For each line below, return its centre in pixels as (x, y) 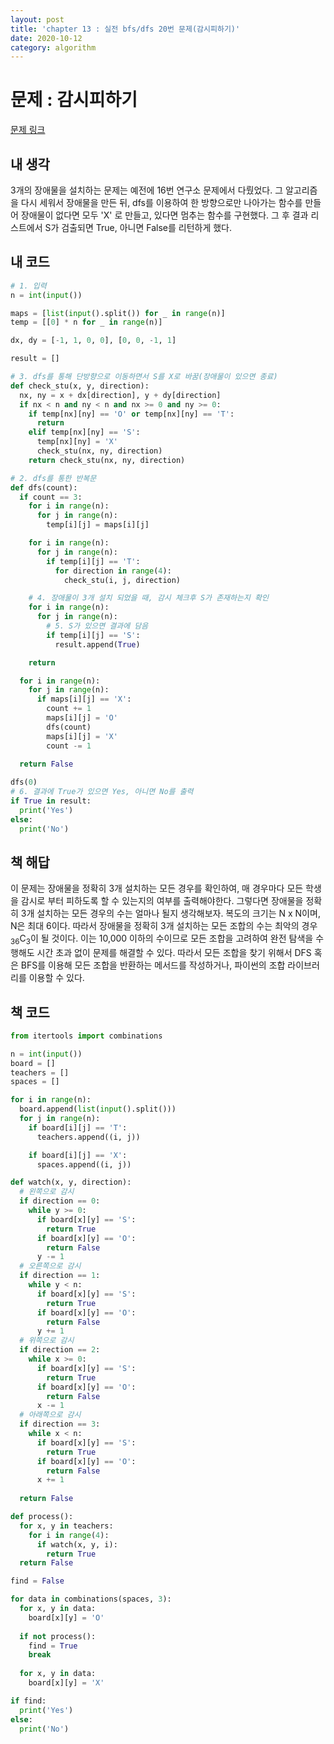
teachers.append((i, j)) (88, 1137)
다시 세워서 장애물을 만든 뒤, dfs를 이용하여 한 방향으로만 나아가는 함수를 (161, 202)
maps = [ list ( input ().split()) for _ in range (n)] (118, 313)
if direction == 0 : (60, 1201)
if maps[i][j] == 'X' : (84, 699)
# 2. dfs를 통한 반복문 (53, 478)
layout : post (37, 19)
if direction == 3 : (60, 1424)
